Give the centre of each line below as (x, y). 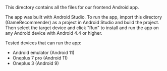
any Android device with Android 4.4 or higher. (54, 33)
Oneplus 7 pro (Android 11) (40, 58)
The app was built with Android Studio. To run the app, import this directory (84, 17)
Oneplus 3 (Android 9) (36, 63)
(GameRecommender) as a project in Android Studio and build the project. (82, 22)
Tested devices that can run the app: (43, 43)
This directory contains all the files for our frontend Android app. (72, 7)
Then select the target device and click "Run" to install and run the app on (82, 28)
